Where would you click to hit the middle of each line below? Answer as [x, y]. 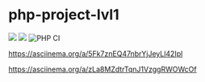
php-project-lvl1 [64, 15]
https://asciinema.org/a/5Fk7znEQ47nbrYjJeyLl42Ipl [96, 53]
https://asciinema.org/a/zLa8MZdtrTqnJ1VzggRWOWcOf [102, 69]
